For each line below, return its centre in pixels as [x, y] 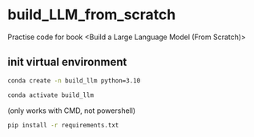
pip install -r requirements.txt [63, 125]
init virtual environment [67, 62]
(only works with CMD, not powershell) [72, 111]
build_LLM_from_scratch [92, 15]
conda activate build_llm [50, 95]
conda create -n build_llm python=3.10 [74, 81]
